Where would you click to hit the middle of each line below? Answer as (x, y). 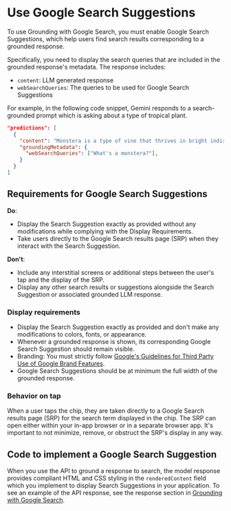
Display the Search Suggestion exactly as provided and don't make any (118, 327)
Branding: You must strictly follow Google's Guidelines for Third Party (115, 356)
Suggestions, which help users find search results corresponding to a (106, 38)
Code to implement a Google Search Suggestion (112, 454)
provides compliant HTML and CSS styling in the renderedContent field (107, 478)
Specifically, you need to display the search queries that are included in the (114, 59)
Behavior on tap (34, 396)
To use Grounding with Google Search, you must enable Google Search (108, 32)
